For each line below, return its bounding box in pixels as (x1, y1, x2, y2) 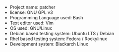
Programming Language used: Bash (9, 15, 83, 20)
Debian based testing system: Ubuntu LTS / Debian (9, 31, 115, 36)
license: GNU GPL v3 (9, 9, 53, 15)
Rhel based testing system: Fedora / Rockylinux (9, 36, 108, 42)
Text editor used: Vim (9, 20, 54, 26)
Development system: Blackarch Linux (9, 41, 88, 47)
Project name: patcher (9, 4, 56, 10)
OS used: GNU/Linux (9, 25, 52, 31)
